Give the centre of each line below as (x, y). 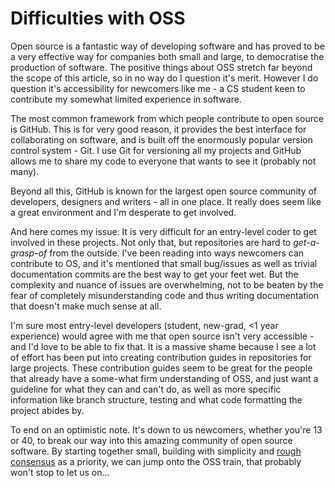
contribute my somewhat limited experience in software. (126, 99)
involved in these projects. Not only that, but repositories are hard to (151, 242)
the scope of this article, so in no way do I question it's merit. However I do (164, 78)
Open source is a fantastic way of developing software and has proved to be (167, 46)
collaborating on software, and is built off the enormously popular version (161, 139)
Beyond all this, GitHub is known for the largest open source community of (164, 191)
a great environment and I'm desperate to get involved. (123, 212)
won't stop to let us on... (60, 472)
